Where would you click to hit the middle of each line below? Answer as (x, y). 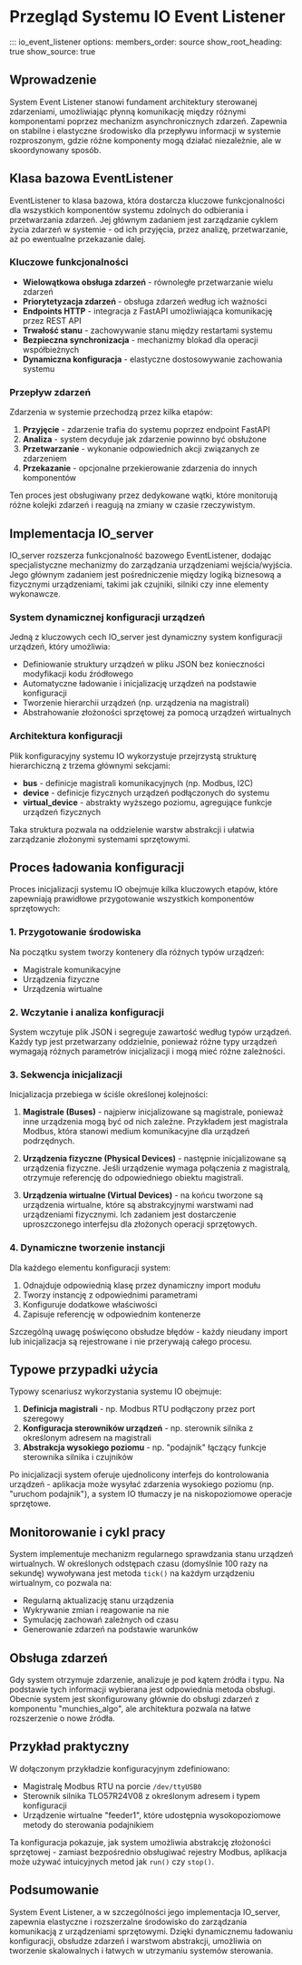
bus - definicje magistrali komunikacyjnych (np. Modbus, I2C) (138, 783)
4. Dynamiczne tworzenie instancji (88, 1248)
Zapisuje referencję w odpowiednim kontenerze (112, 1314)
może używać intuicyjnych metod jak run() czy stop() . (112, 1862)
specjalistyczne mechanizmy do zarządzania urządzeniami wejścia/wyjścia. (151, 565)
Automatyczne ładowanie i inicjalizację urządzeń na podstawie (139, 684)
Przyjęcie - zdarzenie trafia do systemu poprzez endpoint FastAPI (146, 430)
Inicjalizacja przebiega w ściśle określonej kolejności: (109, 1094)
